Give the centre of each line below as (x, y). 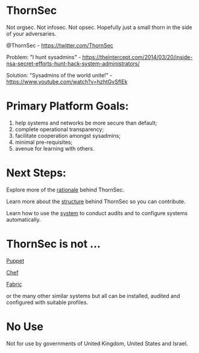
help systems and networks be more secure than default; (86, 123)
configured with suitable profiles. (47, 302)
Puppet (15, 261)
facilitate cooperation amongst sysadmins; (68, 135)
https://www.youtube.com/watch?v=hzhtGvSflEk (67, 82)
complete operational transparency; (59, 129)
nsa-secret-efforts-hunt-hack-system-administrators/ (73, 63)
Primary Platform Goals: (68, 106)
